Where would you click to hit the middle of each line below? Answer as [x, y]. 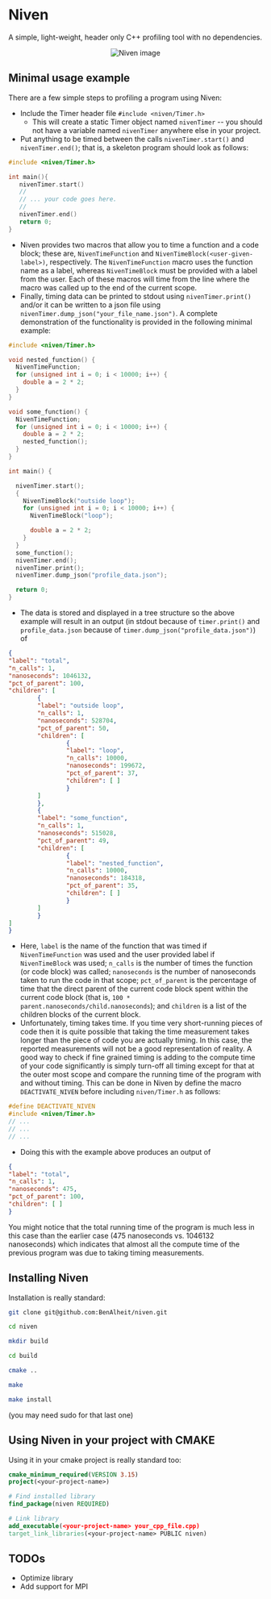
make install [30, 1399]
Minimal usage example [69, 78]
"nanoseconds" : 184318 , [106, 878]
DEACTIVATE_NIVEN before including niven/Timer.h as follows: [120, 1092]
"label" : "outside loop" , [81, 706]
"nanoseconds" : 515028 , [77, 833]
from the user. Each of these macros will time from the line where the [135, 279]
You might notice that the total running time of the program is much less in [132, 1226]
